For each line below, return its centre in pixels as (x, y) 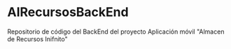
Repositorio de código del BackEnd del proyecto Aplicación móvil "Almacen (116, 31)
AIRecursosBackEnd (68, 12)
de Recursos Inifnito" (37, 38)
